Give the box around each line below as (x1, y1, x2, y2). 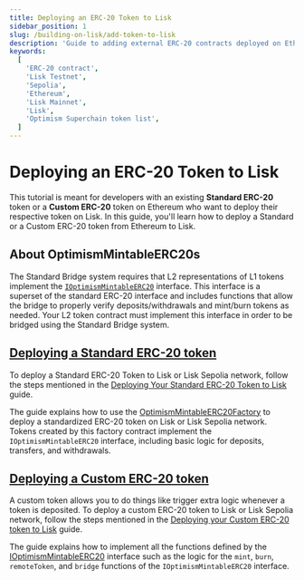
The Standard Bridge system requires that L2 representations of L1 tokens (9, 271, 285, 282)
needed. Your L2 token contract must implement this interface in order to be (9, 309, 293, 320)
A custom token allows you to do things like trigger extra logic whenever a (9, 495, 285, 506)
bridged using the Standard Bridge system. (9, 319, 170, 330)
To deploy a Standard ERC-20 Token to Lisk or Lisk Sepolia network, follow (9, 369, 289, 381)
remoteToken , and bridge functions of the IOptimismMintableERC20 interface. (9, 561, 290, 572)
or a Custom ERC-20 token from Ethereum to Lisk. (9, 220, 196, 231)
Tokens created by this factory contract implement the (9, 425, 213, 436)
